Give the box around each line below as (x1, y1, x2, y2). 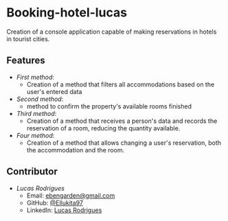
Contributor (6, 166, 58, 178)
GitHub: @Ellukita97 (26, 198, 84, 207)
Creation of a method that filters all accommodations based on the (26, 80, 215, 89)
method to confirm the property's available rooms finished (26, 102, 192, 110)
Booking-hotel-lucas (6, 5, 128, 21)
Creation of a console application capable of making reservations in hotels (6, 27, 217, 36)
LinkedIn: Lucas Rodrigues (26, 206, 102, 214)
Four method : (16, 131, 55, 139)
